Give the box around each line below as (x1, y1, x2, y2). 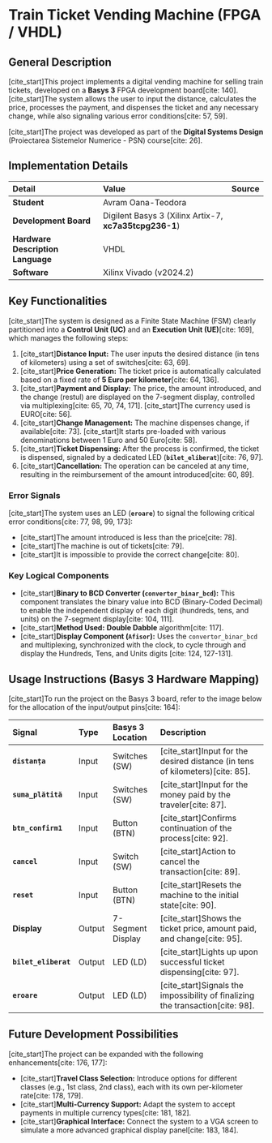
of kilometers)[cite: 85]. (159, 766, 251, 777)
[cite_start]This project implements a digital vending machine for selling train (8, 77, 264, 86)
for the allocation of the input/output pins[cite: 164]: (8, 703, 181, 712)
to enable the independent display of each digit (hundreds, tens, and (19, 606, 249, 616)
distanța (12, 757, 46, 766)
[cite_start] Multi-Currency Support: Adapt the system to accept (19, 1099, 236, 1109)
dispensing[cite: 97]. (159, 967, 240, 978)
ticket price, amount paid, (159, 923, 257, 935)
